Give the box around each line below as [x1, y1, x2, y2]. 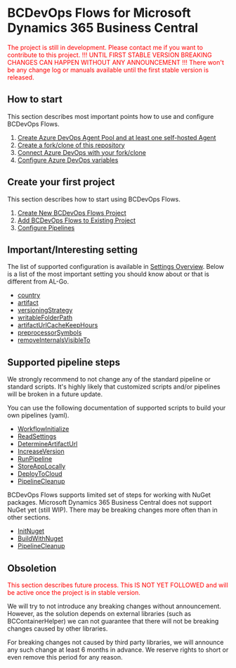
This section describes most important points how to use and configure [7, 112, 214, 120]
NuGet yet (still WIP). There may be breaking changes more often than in [7, 505, 218, 515]
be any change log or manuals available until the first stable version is [7, 65, 209, 74]
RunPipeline [17, 455, 53, 463]
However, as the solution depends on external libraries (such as [7, 610, 192, 617]
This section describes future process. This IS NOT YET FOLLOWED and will [7, 581, 228, 589]
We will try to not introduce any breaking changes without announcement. [7, 602, 221, 610]
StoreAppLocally [17, 462, 66, 471]
